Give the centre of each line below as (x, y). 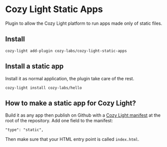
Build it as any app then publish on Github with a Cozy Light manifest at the (83, 115)
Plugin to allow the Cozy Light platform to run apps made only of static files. (84, 23)
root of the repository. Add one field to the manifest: (59, 121)
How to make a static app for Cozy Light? (71, 103)
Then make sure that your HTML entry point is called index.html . (72, 139)
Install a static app (34, 66)
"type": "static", (24, 130)
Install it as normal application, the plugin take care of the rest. (70, 78)
